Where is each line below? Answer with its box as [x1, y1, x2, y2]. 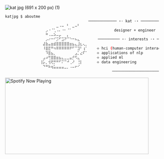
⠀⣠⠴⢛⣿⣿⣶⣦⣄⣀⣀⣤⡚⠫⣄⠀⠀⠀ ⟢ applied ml [40, 55, 123, 60]
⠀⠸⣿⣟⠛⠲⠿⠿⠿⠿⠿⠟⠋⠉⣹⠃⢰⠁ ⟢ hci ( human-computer [40, 46, 143, 51]
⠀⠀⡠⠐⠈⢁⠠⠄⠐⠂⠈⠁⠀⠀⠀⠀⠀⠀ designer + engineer [40, 27, 156, 33]
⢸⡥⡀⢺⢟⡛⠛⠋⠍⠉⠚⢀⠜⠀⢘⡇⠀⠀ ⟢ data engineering [40, 59, 137, 65]
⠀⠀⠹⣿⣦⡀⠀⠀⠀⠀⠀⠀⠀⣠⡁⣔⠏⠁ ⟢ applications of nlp [40, 50, 143, 55]
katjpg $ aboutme [5, 14, 41, 19]
